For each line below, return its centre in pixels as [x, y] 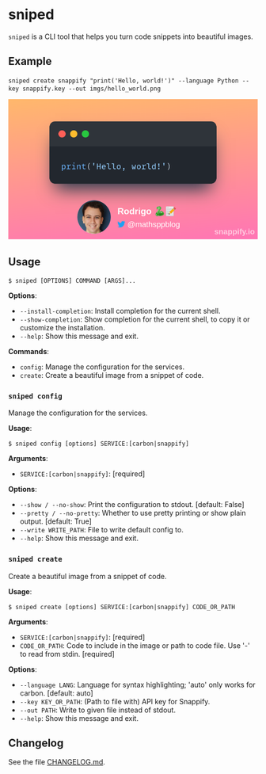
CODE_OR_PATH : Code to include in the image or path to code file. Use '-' [135, 645]
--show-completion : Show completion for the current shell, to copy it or [135, 319]
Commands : [29, 352]
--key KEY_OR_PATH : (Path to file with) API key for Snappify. [115, 701]
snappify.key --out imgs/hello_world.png [91, 89]
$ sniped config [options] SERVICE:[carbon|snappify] [99, 444]
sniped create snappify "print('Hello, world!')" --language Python [123, 81]
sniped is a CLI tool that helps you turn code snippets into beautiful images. [131, 36]
